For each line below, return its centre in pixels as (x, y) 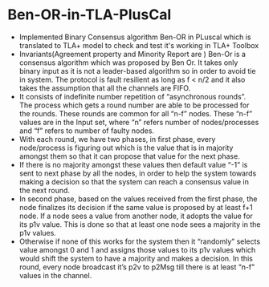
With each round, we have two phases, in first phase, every (117, 139)
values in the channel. (55, 275)
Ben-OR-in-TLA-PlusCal (90, 15)
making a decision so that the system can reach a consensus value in (134, 181)
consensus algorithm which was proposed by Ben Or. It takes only (128, 63)
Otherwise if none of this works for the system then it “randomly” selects (140, 241)
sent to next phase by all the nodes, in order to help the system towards (138, 173)
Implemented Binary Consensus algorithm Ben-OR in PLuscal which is (135, 37)
